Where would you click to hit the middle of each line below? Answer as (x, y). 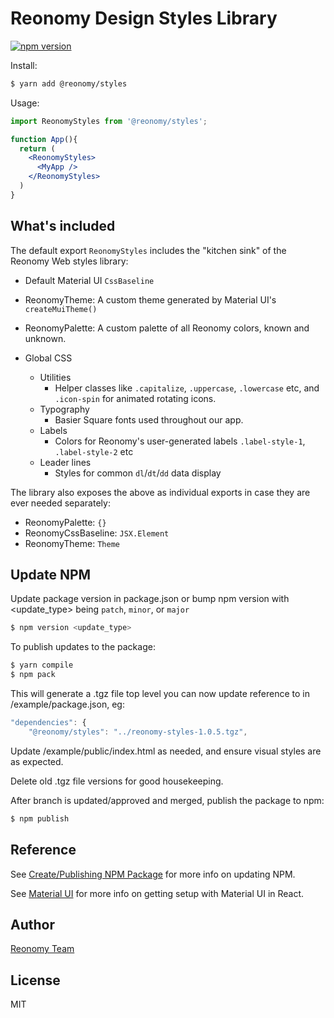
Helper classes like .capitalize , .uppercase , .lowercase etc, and (187, 388)
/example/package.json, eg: (67, 704)
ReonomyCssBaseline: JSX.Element (97, 533)
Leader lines (65, 462)
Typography (64, 409)
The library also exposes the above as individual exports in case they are (160, 492)
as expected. (37, 761)
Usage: (25, 103)
